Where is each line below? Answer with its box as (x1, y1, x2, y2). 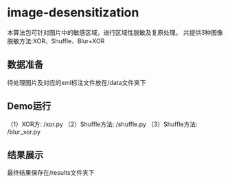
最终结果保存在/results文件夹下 (7, 169, 95, 177)
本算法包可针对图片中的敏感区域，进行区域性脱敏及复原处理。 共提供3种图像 (7, 28, 223, 36)
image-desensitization (7, 5, 139, 21)
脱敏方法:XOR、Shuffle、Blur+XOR (7, 36, 105, 45)
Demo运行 (7, 101, 51, 112)
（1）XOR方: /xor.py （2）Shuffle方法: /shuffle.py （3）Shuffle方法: (7, 120, 198, 128)
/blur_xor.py (7, 127, 41, 136)
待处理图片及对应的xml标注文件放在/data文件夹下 (7, 78, 146, 86)
